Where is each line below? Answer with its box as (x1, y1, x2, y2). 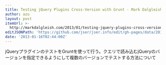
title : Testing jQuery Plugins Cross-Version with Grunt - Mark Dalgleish (5, 7, 163, 12)
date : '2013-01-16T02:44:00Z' (5, 35, 68, 40)
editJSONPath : (5, 30, 35, 35)
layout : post (5, 16, 32, 21)
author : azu (5, 12, 30, 17)
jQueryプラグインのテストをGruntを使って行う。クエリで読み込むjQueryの (5, 48, 156, 54)
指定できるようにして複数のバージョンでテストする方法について (26, 54, 157, 60)
